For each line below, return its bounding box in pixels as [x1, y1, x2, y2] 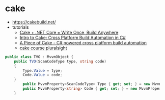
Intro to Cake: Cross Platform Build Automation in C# [19, 35, 126, 40]
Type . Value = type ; [23, 68, 63, 73]
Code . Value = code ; [23, 73, 63, 78]
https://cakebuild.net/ [12, 19, 56, 25]
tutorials [12, 24, 29, 30]
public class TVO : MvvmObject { [5, 54, 74, 59]
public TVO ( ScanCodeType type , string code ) [14, 59, 107, 64]
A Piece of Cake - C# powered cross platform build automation [19, 40, 147, 45]
